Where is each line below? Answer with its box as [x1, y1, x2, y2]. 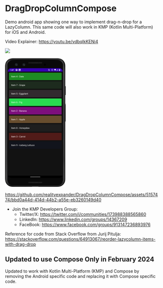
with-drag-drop [5, 241, 36, 247]
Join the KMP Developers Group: [12, 206, 78, 212]
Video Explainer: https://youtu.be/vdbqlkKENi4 [5, 38, 98, 44]
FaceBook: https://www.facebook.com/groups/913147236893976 [19, 221, 151, 227]
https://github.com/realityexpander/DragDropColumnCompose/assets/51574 [5, 192, 158, 197]
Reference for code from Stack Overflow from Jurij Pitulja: [5, 231, 121, 237]
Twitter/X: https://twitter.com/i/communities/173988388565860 [19, 211, 147, 217]
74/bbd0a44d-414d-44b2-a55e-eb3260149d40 [5, 197, 102, 202]
